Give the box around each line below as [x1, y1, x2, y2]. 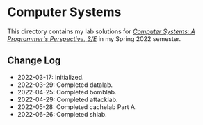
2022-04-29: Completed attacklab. [17, 95, 118, 103]
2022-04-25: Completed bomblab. [17, 87, 117, 96]
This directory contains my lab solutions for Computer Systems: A [7, 27, 196, 35]
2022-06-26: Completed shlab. [17, 110, 108, 118]
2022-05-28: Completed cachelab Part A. [17, 102, 137, 111]
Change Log [7, 55, 61, 67]
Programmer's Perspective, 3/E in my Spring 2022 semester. [7, 34, 181, 42]
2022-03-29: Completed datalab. [17, 81, 113, 89]
